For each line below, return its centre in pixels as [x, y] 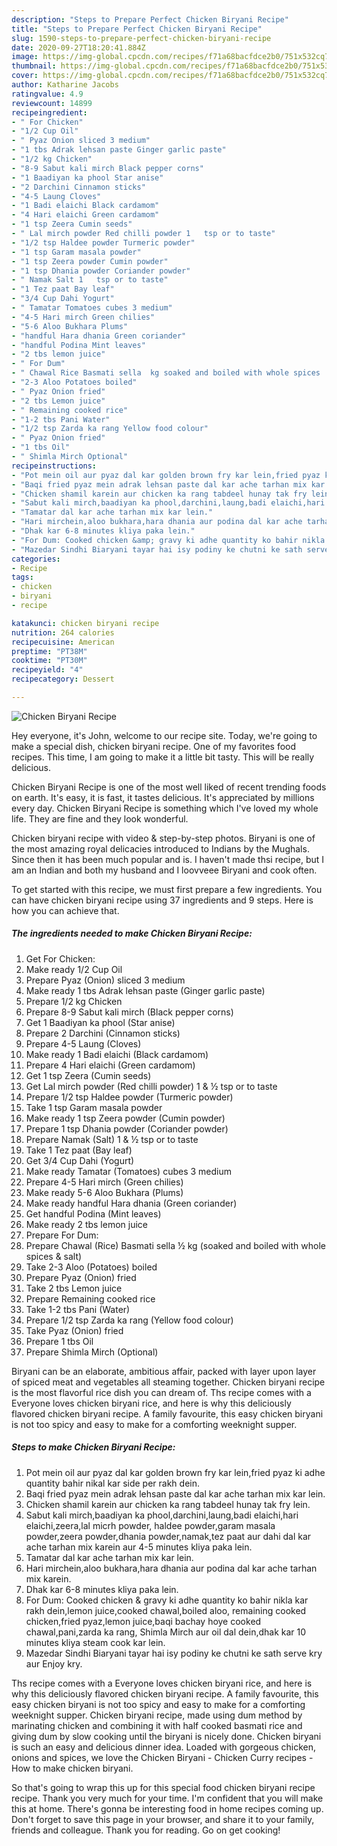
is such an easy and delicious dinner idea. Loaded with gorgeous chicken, [164, 1747]
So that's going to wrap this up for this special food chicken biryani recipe [163, 1787]
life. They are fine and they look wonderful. [100, 818]
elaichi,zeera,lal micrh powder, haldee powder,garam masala [150, 1525]
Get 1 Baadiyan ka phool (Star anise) [100, 1022]
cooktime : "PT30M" [49, 661]
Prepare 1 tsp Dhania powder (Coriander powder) [127, 1128]
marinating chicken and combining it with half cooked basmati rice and [157, 1725]
